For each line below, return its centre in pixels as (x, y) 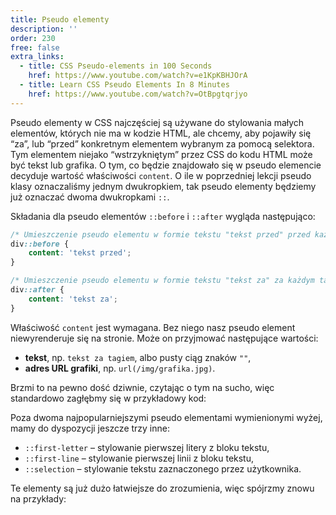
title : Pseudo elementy (60, 19)
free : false (35, 47)
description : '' (44, 29)
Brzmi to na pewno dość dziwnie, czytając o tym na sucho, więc (142, 387)
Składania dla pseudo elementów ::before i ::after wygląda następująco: (163, 216)
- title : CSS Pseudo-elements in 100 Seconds (116, 66)
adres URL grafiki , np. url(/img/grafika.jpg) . (120, 368)
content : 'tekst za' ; (73, 299)
